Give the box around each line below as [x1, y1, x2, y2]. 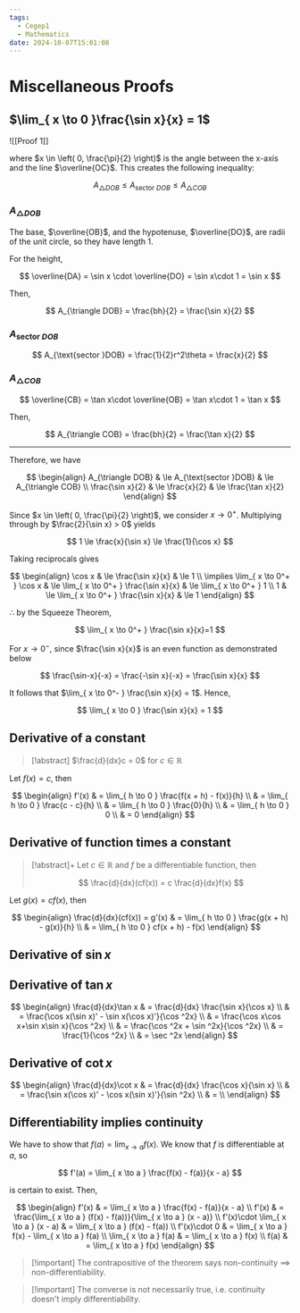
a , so [9, 1150, 29, 1161]
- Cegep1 [17, 21, 50, 30]
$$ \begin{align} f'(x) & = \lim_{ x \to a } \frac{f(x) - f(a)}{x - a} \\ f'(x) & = [15, 1202, 285, 1213]
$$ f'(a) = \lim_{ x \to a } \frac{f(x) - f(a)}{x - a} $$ [57, 1167, 243, 1178]
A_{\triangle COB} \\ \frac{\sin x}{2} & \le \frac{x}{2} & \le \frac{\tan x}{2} [15, 481, 285, 492]
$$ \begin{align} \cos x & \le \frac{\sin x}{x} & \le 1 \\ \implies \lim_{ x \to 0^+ [10, 571, 290, 582]
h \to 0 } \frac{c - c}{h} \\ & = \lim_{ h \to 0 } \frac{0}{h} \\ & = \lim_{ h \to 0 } [10, 799, 290, 810]
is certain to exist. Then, [9, 1185, 98, 1196]
